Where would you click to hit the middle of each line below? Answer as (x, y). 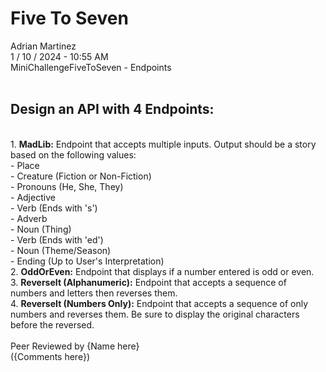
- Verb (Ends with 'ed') (57, 239)
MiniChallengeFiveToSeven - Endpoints (91, 67)
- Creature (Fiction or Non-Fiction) (81, 176)
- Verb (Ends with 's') (54, 208)
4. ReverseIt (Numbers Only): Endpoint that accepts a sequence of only (159, 303)
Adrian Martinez (43, 46)
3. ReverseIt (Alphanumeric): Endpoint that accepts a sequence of (148, 282)
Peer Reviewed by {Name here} (75, 346)
